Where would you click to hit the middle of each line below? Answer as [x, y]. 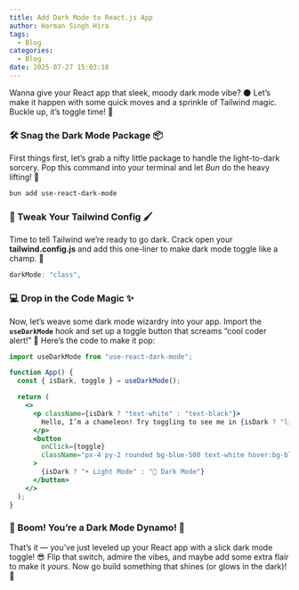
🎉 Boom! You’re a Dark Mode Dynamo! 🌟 [97, 528]
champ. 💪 [27, 259]
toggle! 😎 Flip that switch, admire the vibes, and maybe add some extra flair [149, 557]
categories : [31, 51]
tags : [19, 34]
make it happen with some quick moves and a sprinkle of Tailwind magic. [143, 102]
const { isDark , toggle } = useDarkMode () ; [99, 381]
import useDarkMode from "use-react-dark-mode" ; [101, 357]
